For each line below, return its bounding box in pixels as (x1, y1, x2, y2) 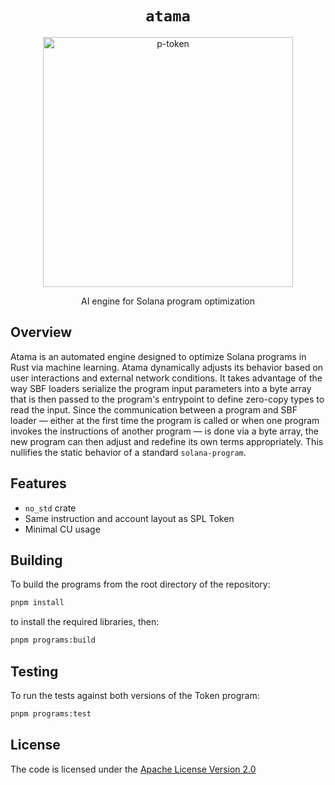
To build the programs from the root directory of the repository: (10, 578, 271, 591)
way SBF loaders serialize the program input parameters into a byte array (10, 382, 312, 394)
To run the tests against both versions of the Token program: (10, 689, 260, 701)
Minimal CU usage (24, 523, 101, 535)
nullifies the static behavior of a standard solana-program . (10, 446, 247, 458)
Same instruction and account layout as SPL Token (24, 512, 235, 524)
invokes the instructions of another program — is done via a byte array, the (10, 425, 319, 437)
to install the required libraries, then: (10, 616, 160, 628)
